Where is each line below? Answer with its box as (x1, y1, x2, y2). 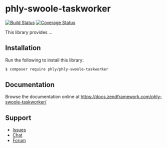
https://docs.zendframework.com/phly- (80, 93, 162, 100)
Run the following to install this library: (5, 57, 84, 63)
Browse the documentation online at (5, 93, 80, 100)
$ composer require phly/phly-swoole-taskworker (5, 66, 108, 71)
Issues (12, 127, 26, 133)
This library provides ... (5, 29, 52, 35)
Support (5, 113, 31, 122)
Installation (5, 43, 41, 52)
